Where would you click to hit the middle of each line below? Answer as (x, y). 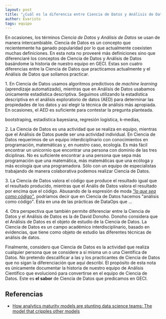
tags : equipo (19, 23)
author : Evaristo (23, 19)
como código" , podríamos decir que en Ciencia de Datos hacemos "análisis (82, 197)
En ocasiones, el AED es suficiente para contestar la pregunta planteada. (79, 110)
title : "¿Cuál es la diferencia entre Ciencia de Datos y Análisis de (79, 14)
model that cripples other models (46, 311)
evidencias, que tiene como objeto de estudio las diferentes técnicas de (78, 232)
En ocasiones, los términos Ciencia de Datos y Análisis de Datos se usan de (83, 38)
